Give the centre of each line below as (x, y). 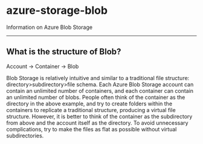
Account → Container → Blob (43, 66)
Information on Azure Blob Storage (49, 27)
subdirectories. (25, 136)
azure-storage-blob (57, 11)
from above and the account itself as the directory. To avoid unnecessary (97, 123)
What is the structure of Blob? (64, 52)
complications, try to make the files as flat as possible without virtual (92, 129)
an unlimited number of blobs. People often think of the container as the (96, 97)
